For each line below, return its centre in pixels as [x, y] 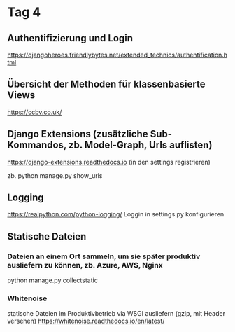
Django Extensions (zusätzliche [78, 134]
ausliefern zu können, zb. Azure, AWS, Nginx [85, 265]
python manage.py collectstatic [52, 280]
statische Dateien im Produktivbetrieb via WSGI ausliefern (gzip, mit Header [116, 314]
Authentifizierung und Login [70, 38]
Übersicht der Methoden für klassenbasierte [106, 84]
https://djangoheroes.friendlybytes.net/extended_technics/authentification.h [117, 55]
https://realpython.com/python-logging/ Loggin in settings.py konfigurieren [116, 214]
